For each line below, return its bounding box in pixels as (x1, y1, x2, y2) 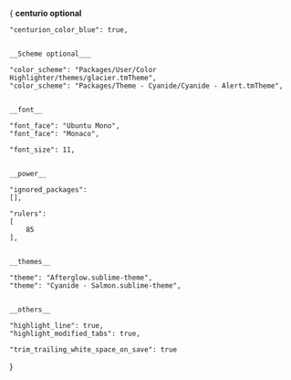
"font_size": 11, (9, 145, 76, 154)
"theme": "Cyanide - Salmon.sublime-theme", (9, 281, 182, 290)
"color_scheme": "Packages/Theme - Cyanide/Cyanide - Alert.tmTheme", (9, 81, 284, 90)
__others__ (9, 305, 51, 314)
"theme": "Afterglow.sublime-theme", (9, 273, 153, 282)
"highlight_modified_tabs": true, (9, 329, 141, 338)
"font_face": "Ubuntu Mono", (9, 121, 120, 131)
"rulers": (9, 209, 47, 218)
